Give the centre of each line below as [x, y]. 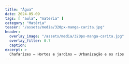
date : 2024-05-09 [22, 14]
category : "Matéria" [26, 23]
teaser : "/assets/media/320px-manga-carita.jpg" [55, 27]
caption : [18, 45]
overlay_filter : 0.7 [30, 41]
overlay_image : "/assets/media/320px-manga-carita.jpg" [67, 37]
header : [13, 32]
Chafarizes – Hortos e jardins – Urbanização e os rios [67, 54]
